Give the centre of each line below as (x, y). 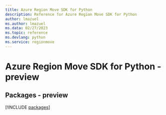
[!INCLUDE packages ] (28, 107)
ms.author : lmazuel (25, 24)
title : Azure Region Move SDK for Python (49, 10)
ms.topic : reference (27, 33)
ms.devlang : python (25, 38)
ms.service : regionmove (30, 42)
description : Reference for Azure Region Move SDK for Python (71, 14)
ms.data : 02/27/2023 (27, 28)
